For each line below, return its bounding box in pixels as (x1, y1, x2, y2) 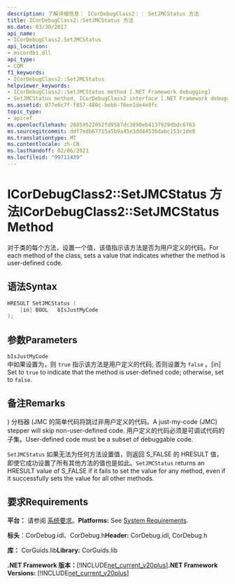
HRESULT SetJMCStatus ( (7, 300, 77, 307)
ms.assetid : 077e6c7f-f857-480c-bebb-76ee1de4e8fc (7, 102, 158, 109)
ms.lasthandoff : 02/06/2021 (7, 147, 90, 154)
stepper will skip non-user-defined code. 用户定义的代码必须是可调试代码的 (7, 426, 225, 434)
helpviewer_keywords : (7, 82, 71, 89)
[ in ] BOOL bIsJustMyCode (20, 306, 99, 313)
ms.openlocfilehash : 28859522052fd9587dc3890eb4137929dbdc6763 (7, 121, 196, 128)
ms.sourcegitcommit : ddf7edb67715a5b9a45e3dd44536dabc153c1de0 (7, 128, 196, 135)
